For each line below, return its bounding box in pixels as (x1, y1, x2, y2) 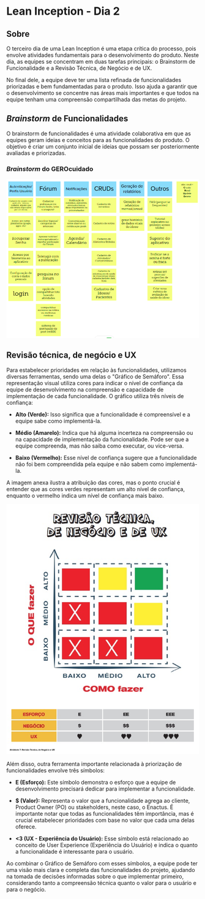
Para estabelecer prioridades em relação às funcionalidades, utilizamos (6, 366, 187, 374)
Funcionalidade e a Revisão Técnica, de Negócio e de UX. (6, 64, 152, 72)
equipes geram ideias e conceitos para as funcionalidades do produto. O (6, 136, 190, 143)
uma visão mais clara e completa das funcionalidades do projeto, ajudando (6, 866, 195, 873)
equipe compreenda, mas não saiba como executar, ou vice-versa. (15, 442, 184, 449)
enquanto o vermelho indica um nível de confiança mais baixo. (6, 492, 164, 499)
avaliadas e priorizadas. (6, 149, 66, 157)
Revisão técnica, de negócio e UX (6, 350, 136, 361)
